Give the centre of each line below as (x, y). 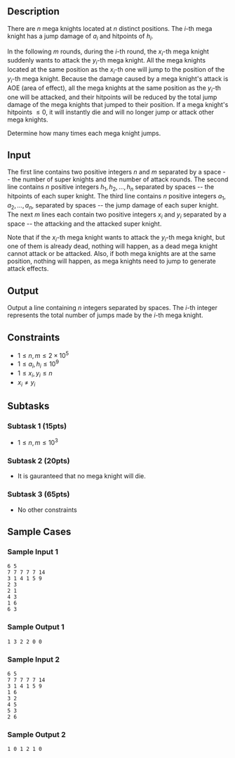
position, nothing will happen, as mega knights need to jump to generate (112, 261)
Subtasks (28, 406)
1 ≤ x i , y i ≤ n (35, 374)
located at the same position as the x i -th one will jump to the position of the (116, 70)
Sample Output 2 (36, 734)
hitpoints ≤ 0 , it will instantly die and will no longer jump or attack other (111, 112)
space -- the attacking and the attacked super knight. (85, 224)
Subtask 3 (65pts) (39, 494)
